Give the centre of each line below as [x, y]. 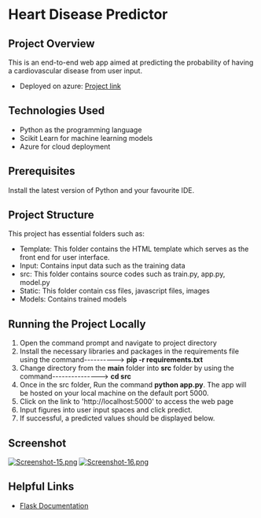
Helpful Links [41, 487]
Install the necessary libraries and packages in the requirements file [129, 351]
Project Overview [51, 44]
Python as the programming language [81, 129]
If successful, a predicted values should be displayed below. [117, 418]
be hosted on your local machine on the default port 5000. [114, 393]
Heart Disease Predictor [88, 15]
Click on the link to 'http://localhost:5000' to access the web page [127, 401]
